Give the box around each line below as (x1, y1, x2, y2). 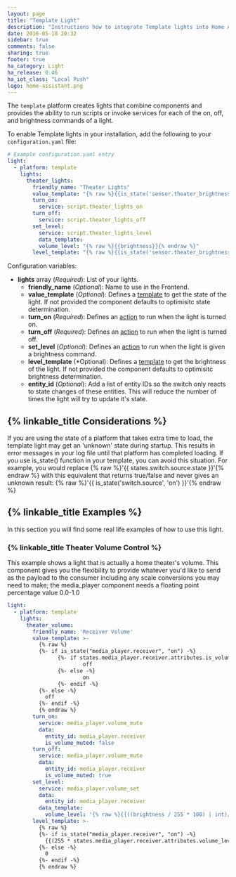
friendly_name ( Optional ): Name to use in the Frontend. (27, 282, 190, 292)
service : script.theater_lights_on (38, 203, 143, 211)
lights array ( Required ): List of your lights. (17, 275, 139, 284)
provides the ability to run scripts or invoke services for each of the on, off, (7, 109, 223, 117)
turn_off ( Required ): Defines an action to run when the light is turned (27, 327, 227, 336)
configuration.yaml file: (7, 138, 77, 146)
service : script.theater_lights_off (38, 216, 146, 223)
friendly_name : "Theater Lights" (32, 183, 131, 190)
